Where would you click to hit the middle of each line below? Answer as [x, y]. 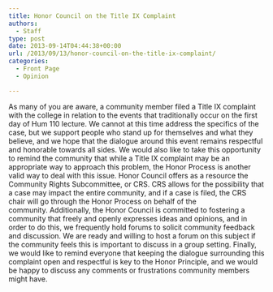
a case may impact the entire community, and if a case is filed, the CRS [128, 192]
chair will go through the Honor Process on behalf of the [102, 201]
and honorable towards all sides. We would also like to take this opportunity [135, 149]
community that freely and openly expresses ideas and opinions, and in [128, 218]
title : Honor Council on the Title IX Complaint [92, 16]
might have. [28, 279]
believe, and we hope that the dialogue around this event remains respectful [136, 141]
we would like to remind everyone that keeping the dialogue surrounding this [136, 253]
